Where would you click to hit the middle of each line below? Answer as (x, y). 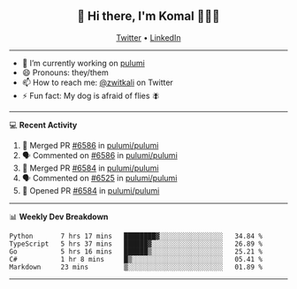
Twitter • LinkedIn (148, 37)
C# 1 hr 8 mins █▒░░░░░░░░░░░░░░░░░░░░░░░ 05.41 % (136, 259)
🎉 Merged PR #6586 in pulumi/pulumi (90, 145)
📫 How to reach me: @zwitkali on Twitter (98, 82)
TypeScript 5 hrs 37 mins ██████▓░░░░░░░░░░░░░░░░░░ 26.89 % (136, 244)
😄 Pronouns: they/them (65, 72)
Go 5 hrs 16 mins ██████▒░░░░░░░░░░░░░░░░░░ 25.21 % (136, 251)
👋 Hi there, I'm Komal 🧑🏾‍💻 (148, 16)
